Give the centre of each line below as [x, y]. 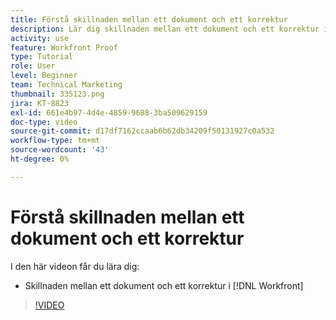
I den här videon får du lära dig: [75, 266]
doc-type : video [44, 122]
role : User [33, 66]
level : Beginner [44, 76]
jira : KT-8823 [40, 103]
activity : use [40, 38]
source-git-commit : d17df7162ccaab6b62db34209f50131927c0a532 [142, 131]
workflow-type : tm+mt [55, 141]
